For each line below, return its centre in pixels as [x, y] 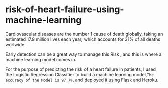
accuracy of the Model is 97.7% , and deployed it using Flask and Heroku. [82, 80]
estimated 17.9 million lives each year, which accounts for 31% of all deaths [83, 39]
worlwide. [16, 44]
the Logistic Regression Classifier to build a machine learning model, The [80, 74]
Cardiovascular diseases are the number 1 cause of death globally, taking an [84, 34]
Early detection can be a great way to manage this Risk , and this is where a [83, 54]
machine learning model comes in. [41, 59]
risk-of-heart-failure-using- [65, 9]
